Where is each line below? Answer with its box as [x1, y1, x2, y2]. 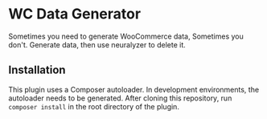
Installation [8, 64, 66, 77]
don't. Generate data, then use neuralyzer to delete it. [8, 39, 187, 49]
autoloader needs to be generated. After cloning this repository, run [8, 93, 232, 103]
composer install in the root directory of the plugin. [8, 101, 179, 111]
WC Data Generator [8, 5, 142, 23]
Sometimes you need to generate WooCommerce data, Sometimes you [8, 31, 244, 41]
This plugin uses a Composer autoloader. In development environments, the [8, 84, 260, 94]
